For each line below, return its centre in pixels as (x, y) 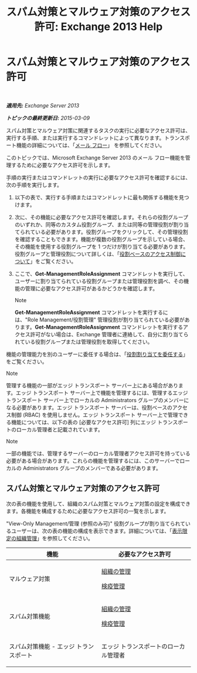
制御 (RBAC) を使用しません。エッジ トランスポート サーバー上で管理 (94, 414)
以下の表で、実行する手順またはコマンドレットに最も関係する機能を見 (99, 197)
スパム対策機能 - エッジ (42, 646)
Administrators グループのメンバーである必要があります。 (92, 468)
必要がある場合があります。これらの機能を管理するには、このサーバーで (93, 461)
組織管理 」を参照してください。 (55, 538)
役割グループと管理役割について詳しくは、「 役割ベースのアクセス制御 (98, 254)
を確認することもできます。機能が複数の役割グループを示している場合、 (101, 239)
